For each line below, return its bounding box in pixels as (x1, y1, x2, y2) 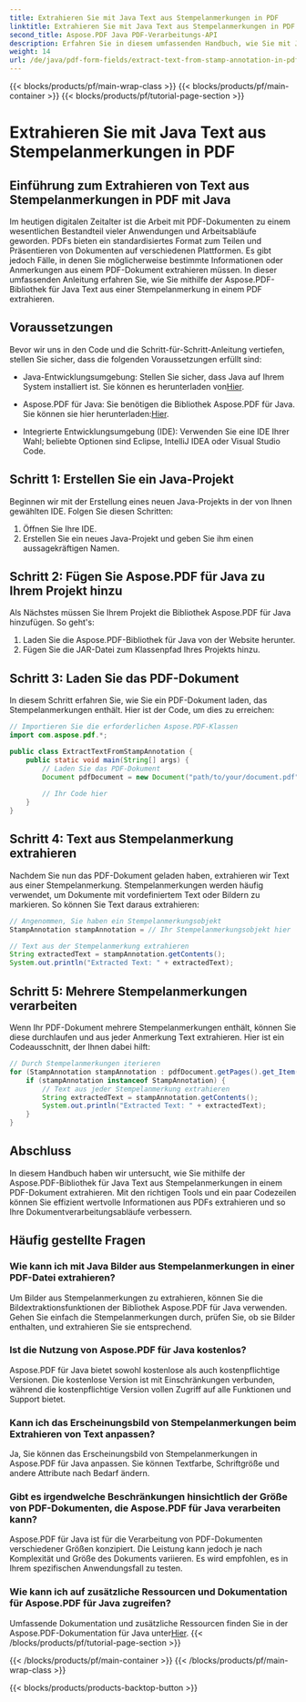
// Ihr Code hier (42, 790, 107, 799)
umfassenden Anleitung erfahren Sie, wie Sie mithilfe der (9, 274, 223, 285)
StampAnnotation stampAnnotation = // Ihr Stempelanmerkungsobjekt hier (9, 925, 291, 934)
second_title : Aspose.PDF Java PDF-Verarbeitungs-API (9, 30, 219, 39)
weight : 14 (9, 47, 51, 56)
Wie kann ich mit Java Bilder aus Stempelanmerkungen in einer (9, 1260, 295, 1273)
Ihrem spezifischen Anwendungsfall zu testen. (9, 1563, 184, 1574)
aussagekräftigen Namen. (22, 543, 120, 554)
